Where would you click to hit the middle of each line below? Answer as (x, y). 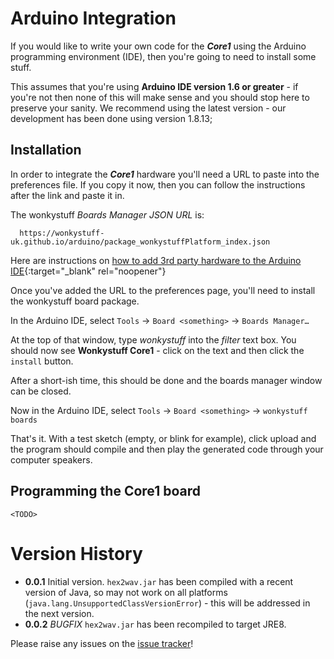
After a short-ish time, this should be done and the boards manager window (166, 380)
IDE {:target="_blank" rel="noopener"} (88, 271)
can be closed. (41, 391)
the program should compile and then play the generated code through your (167, 449)
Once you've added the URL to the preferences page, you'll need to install (163, 290)
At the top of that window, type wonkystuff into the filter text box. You (153, 339)
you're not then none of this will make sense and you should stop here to (160, 97)
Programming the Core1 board (105, 491)
